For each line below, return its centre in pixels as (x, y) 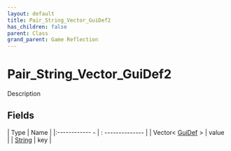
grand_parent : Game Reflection (53, 40)
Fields (21, 116)
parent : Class (28, 33)
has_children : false (37, 27)
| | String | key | (29, 140)
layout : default (31, 14)
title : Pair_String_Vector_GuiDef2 (59, 20)
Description (24, 94)
